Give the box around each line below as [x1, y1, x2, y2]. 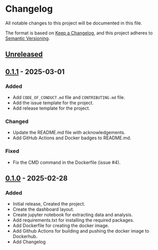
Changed [5, 118, 29, 125]
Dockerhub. [12, 233, 38, 240]
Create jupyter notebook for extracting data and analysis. [12, 212, 133, 218]
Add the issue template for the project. [12, 100, 94, 106]
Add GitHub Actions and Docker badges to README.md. [12, 135, 131, 141]
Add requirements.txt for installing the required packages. [12, 217, 135, 223]
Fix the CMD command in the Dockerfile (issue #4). [12, 159, 121, 165]
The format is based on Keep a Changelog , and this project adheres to [5, 30, 153, 36]
